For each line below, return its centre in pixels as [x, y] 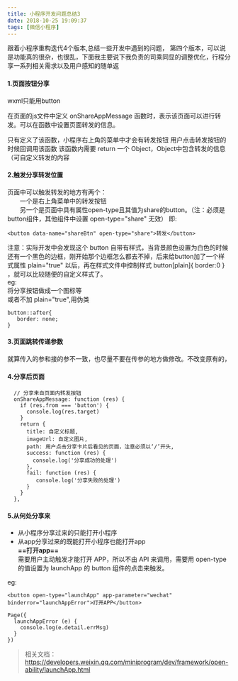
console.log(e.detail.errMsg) [65, 628]
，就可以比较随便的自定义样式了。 [57, 274]
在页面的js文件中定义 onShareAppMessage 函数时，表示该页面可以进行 [111, 116]
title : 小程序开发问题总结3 [44, 14]
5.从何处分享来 [29, 516]
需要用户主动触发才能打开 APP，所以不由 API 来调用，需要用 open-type [122, 559]
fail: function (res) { [61, 473]
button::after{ [30, 313]
